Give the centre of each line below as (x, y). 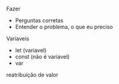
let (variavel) (31, 50)
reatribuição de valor (32, 75)
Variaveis (18, 38)
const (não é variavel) (42, 57)
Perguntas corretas (39, 20)
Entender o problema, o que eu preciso (64, 27)
